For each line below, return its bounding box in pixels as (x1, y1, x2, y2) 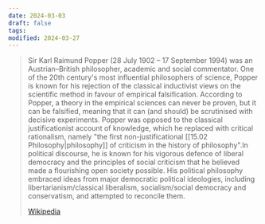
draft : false (8, 19, 52, 27)
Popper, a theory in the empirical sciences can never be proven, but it (27, 98, 257, 108)
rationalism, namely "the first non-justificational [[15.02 (27, 132, 208, 142)
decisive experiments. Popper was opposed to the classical (27, 115, 223, 124)
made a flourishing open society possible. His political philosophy (27, 166, 244, 175)
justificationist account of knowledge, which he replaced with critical (27, 124, 253, 133)
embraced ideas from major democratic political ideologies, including (27, 175, 255, 184)
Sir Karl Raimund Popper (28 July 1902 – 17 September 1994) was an (27, 56, 253, 65)
